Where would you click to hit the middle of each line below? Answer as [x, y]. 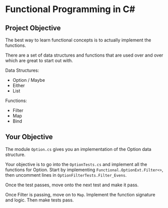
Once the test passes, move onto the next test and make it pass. [72, 185]
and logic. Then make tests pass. [40, 200]
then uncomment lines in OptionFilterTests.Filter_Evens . [66, 175]
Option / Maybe [29, 80]
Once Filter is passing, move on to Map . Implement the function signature [80, 194]
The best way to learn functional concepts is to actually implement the [78, 40]
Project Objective [33, 28]
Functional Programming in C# [70, 9]
